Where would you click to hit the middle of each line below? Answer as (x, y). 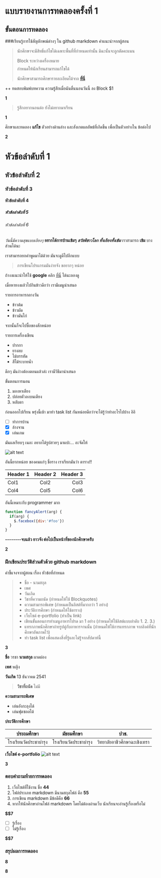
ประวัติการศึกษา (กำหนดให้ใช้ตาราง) (53, 610)
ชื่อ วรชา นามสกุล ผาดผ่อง (26, 657)
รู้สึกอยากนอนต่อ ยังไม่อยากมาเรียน (45, 108)
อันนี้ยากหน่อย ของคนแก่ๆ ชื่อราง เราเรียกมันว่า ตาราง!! (49, 462)
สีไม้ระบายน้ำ (22, 361)
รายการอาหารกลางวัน (22, 295)
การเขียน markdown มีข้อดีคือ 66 (41, 798)
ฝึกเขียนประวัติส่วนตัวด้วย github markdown (51, 562)
